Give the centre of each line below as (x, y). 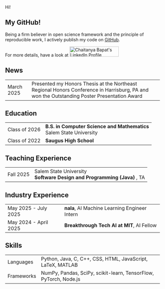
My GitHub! (23, 22)
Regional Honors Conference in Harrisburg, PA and (90, 89)
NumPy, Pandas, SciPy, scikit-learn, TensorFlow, (97, 273)
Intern (71, 214)
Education (21, 113)
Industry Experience (37, 195)
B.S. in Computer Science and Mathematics (97, 126)
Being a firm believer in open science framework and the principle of (74, 34)
